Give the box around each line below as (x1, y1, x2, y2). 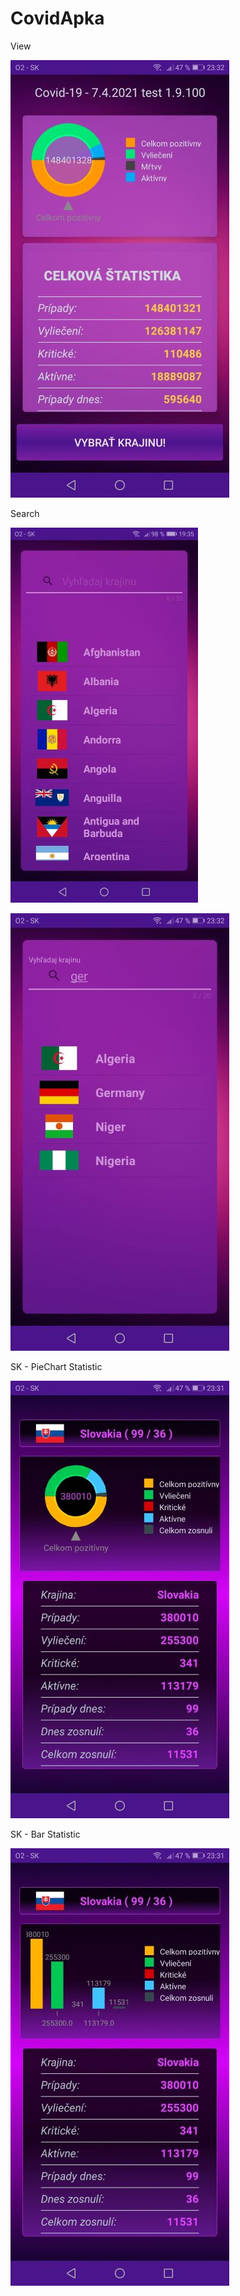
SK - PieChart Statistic (10, 1360, 103, 1372)
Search (10, 507, 40, 519)
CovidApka (10, 7, 105, 30)
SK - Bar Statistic (10, 1828, 81, 1840)
